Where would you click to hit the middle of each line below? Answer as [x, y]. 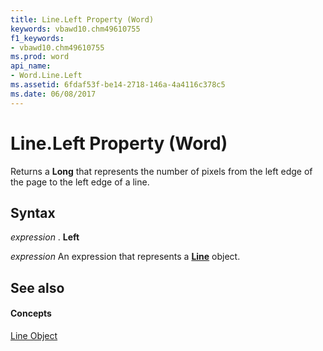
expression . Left [45, 237]
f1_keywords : [37, 38]
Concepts [31, 313]
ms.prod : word [40, 57]
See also [37, 287]
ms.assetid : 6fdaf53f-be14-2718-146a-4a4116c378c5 [118, 85]
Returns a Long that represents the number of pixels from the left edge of [161, 171]
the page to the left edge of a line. [80, 182]
